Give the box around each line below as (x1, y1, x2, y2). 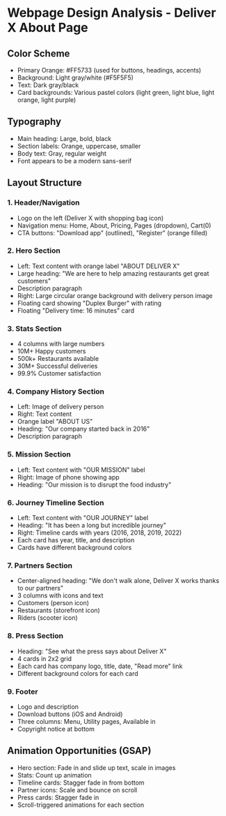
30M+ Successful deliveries (17, 362, 98, 371)
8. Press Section (7, 631, 64, 641)
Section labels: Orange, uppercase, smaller (17, 142, 141, 150)
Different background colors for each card (17, 669, 138, 678)
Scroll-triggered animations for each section (17, 801, 145, 809)
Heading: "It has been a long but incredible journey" (17, 521, 167, 529)
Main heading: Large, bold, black (17, 134, 112, 142)
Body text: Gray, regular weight (17, 149, 106, 158)
